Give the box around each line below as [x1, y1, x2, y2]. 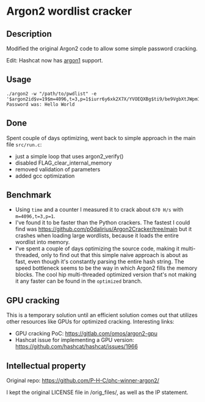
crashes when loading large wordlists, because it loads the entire [15, 232, 179, 239]
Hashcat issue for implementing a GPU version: [15, 337, 134, 344]
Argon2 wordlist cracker [6, 4, 132, 18]
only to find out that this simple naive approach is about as [41, 251, 188, 259]
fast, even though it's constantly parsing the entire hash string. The [15, 258, 184, 266]
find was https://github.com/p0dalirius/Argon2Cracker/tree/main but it [15, 225, 192, 233]
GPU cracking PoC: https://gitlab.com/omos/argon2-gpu [15, 330, 157, 337]
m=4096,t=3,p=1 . [15, 212, 56, 220]
